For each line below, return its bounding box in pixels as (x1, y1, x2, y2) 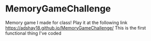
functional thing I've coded (5, 30, 62, 36)
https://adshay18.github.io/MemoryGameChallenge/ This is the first (5, 24, 146, 30)
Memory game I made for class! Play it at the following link (5, 19, 128, 25)
